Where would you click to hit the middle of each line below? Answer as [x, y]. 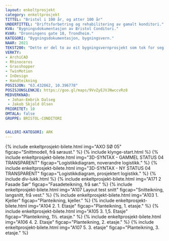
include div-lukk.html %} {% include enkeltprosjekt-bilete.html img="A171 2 [83, 179]
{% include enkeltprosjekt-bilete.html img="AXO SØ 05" [64, 146]
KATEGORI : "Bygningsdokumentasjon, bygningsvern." [60, 39]
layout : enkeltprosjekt [30, 10]
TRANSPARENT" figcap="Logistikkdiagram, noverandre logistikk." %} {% [81, 162]
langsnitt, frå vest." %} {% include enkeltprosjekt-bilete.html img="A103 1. [82, 195]
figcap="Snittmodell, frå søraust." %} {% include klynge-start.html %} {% [82, 152]
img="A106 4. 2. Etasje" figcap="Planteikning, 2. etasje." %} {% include [80, 222]
